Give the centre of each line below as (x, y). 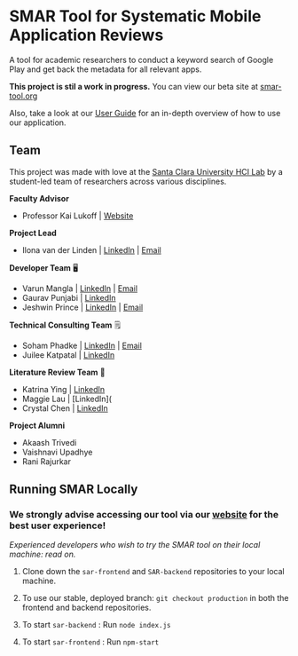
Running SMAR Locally (74, 490)
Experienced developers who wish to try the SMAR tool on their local (135, 545)
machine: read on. (43, 554)
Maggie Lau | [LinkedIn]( (67, 399)
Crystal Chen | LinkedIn (65, 408)
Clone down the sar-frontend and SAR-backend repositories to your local (153, 572)
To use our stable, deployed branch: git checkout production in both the (156, 598)
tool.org (24, 96)
